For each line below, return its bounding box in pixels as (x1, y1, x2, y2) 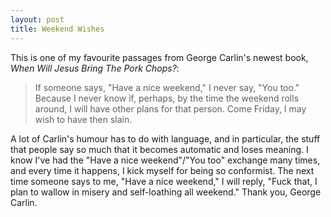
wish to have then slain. (34, 113, 133, 125)
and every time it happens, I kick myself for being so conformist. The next (10, 164, 315, 176)
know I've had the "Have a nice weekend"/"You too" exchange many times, (10, 154, 321, 166)
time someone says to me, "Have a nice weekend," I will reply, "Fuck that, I (10, 175, 318, 187)
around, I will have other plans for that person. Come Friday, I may (34, 102, 307, 115)
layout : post (10, 14, 65, 25)
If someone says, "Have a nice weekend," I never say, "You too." (34, 81, 300, 93)
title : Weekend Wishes (10, 24, 105, 34)
